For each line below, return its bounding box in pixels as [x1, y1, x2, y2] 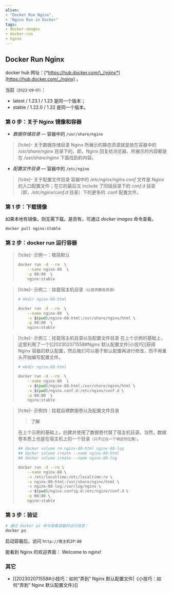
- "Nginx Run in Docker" [5, 17, 59, 22]
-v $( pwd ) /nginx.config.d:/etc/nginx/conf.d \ [27, 489, 129, 494]
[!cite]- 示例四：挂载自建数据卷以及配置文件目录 [17, 408, 120, 414]
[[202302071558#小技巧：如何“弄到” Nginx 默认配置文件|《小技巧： [12, 576, 157, 582]
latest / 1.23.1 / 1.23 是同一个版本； [12, 98, 86, 104]
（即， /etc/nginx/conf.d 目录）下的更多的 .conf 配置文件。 [17, 189, 142, 195]
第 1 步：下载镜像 [5, 203, 47, 211]
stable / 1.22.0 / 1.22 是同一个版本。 [12, 104, 88, 110]
